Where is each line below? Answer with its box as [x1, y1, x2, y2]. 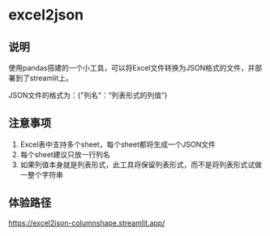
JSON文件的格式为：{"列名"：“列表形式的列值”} [8, 91, 168, 100]
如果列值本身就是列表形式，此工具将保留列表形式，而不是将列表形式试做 [19, 160, 262, 169]
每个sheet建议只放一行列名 [19, 149, 111, 159]
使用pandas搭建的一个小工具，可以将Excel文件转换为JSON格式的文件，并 [8, 63, 255, 72]
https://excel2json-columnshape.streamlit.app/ [8, 217, 165, 228]
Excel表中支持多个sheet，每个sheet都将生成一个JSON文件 [19, 139, 216, 149]
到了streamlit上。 [15, 73, 73, 83]
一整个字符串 [19, 169, 63, 179]
